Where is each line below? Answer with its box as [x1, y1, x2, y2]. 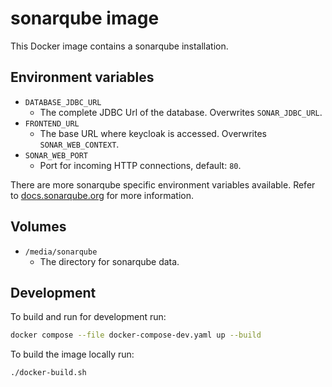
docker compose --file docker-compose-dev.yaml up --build [10, 330, 262, 341]
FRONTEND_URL [24, 118, 80, 129]
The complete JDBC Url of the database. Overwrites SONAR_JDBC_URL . [39, 106, 323, 118]
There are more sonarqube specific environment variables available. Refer [10, 178, 316, 191]
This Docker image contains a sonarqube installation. [10, 40, 229, 52]
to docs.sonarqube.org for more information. [10, 189, 194, 201]
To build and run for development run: [10, 311, 167, 323]
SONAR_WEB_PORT [24, 150, 89, 161]
